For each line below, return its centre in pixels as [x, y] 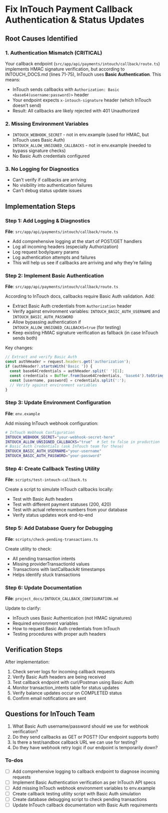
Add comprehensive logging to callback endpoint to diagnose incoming [86, 771]
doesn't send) [27, 105]
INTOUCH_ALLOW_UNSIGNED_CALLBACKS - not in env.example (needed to [82, 145]
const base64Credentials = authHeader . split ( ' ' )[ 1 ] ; [67, 371]
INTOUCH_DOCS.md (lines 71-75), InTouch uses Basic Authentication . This [83, 74]
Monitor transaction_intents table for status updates [65, 687]
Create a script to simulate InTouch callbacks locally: [59, 489]
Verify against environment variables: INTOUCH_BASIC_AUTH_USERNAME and [86, 311]
